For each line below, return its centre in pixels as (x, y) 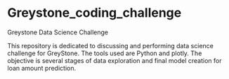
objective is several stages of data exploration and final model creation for (115, 60)
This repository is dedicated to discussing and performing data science (111, 45)
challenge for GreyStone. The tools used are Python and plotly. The (105, 53)
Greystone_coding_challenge (94, 13)
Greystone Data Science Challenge (58, 32)
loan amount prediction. (41, 68)
